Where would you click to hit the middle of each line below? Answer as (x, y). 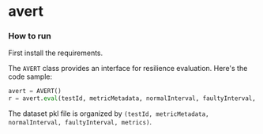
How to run (30, 36)
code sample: (30, 76)
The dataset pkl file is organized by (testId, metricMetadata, (109, 114)
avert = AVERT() (35, 91)
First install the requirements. (56, 53)
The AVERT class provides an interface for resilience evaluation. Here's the (128, 69)
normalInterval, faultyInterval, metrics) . (80, 122)
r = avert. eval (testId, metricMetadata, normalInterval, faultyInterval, (132, 99)
